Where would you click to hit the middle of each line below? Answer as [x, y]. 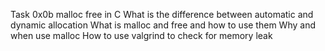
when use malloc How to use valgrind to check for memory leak [141, 35]
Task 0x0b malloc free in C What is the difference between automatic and [162, 14]
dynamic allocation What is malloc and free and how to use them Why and [163, 25]
